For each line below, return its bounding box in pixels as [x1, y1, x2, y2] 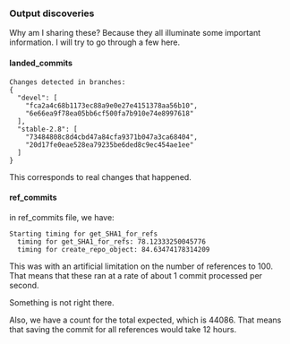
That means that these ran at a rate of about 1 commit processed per [9, 270, 262, 280]
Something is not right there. [9, 297, 115, 307]
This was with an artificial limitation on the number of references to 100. [9, 261, 274, 271]
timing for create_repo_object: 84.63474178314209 [17, 245, 210, 254]
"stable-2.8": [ [17, 125, 78, 133]
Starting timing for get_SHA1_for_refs [9, 229, 158, 238]
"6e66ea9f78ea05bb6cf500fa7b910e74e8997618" [25, 108, 194, 118]
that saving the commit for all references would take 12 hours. [9, 323, 237, 334]
